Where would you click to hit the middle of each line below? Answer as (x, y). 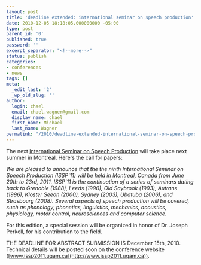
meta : (13, 84)
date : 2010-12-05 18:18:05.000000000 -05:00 (63, 23)
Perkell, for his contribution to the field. (54, 232)
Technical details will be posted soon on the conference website (85, 249)
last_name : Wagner (35, 129)
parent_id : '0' (25, 34)
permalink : (20, 134)
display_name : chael (37, 117)
